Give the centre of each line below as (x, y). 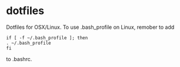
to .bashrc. (19, 59)
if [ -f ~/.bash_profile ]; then (47, 38)
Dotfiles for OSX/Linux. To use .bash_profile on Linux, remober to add (90, 27)
